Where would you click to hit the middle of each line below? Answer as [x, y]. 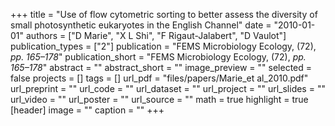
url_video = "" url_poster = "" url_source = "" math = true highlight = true [159, 99]
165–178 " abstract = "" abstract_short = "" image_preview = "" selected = [161, 67]
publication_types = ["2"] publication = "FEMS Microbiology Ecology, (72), [163, 46]
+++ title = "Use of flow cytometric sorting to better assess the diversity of [164, 14]
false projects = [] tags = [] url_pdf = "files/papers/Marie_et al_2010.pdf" [159, 78]
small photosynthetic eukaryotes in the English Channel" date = [141, 25]
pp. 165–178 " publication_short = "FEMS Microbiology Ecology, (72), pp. [158, 57]
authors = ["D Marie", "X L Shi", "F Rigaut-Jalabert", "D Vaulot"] [156, 35]
